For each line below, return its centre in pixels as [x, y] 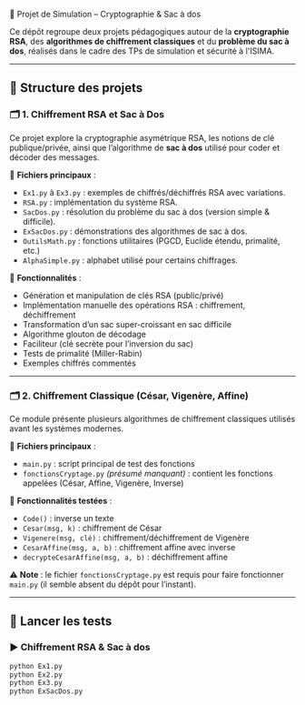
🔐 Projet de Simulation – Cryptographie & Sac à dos [105, 14]
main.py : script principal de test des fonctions [108, 463]
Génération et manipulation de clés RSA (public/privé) [123, 295]
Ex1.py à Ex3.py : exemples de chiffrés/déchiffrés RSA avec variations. [154, 192]
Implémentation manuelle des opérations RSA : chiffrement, [134, 305]
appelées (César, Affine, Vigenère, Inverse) [103, 483]
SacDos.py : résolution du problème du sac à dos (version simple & [146, 211]
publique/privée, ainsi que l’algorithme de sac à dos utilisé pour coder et [145, 147]
